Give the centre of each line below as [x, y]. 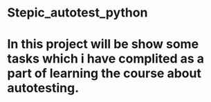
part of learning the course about [104, 73]
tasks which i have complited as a [106, 59]
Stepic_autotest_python [77, 13]
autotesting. [43, 88]
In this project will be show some [103, 44]
